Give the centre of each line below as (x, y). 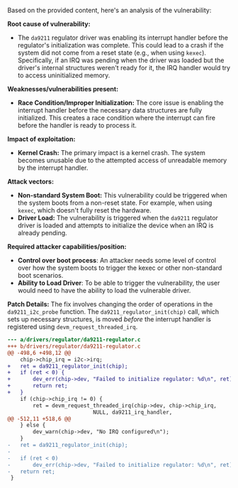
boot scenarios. (40, 275)
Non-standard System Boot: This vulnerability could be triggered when (123, 195)
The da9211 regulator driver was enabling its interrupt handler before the (123, 38)
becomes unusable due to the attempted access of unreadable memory (122, 160)
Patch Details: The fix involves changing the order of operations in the (110, 304)
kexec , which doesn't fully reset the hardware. (85, 210)
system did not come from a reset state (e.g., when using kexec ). (112, 53)
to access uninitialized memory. (64, 75)
